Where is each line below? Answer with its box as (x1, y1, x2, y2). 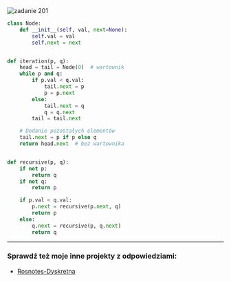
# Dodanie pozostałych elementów (19, 127, 115, 135)
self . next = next (32, 39, 81, 46)
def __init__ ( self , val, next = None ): (19, 26, 128, 33)
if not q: (19, 178, 48, 185)
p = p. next (43, 89, 76, 96)
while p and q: (19, 70, 63, 78)
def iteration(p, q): (7, 58, 69, 65)
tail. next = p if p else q (19, 134, 97, 141)
